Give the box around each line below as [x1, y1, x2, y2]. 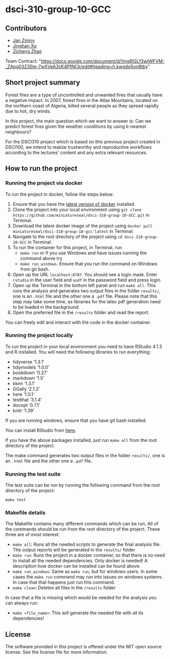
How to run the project [5, 164, 78, 173]
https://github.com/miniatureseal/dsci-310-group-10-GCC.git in [12, 212, 150, 218]
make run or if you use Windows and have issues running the [20, 250, 147, 256]
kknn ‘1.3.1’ [12, 380, 36, 386]
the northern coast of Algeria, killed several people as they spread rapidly [5, 102, 159, 109]
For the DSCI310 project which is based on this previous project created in [5, 139, 161, 145]
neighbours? [5, 128, 31, 135]
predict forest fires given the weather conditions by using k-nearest [5, 123, 146, 129]
